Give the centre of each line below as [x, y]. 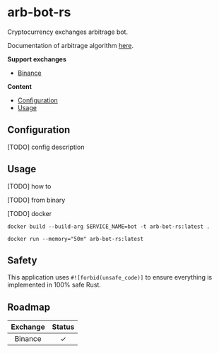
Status [63, 327]
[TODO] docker [30, 213]
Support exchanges [37, 59]
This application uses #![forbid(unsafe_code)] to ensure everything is [110, 277]
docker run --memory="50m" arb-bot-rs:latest [75, 239]
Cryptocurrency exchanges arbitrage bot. [68, 32]
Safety [22, 260]
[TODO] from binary [36, 200]
